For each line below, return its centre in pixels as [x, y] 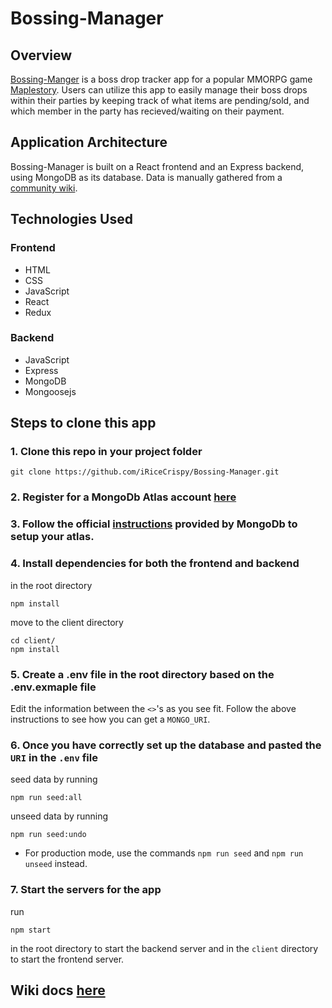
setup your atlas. [52, 537]
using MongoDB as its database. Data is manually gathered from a [146, 177]
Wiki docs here [58, 990]
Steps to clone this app [83, 423]
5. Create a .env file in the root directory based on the [142, 674]
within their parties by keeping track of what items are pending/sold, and [160, 100]
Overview [41, 55]
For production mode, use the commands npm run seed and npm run [164, 853]
